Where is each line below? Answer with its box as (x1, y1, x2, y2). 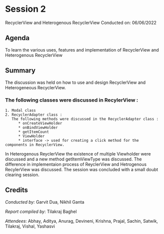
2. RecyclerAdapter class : (5, 112, 63, 117)
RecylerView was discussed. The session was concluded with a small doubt (5, 166, 158, 172)
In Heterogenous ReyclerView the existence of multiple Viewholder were (5, 151, 151, 156)
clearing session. (5, 172, 40, 178)
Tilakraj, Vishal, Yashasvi (5, 223, 55, 229)
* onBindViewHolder (18, 125, 58, 130)
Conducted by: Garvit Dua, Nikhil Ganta (5, 199, 85, 205)
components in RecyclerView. (5, 142, 65, 147)
